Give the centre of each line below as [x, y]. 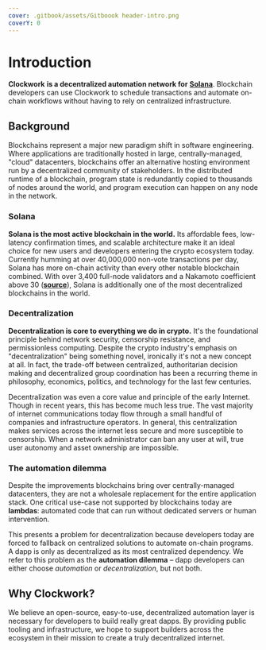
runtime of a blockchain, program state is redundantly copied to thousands [130, 179]
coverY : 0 [25, 23]
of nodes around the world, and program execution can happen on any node [133, 188]
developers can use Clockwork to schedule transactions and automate [124, 93]
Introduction [50, 62]
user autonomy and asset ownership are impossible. [94, 447]
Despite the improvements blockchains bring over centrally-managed [121, 486]
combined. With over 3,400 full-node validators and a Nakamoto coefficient [132, 276]
